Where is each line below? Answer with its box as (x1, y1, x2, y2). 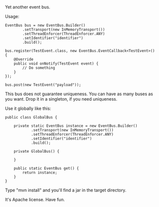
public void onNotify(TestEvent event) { (14, 61, 98, 66)
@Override (14, 57, 34, 62)
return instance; (22, 170, 57, 175)
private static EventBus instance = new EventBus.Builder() (14, 123, 138, 128)
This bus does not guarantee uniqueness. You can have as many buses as (5, 91, 153, 97)
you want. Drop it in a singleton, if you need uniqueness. (5, 96, 117, 102)
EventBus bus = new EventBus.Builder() (5, 23, 86, 28)
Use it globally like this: (5, 105, 51, 111)
